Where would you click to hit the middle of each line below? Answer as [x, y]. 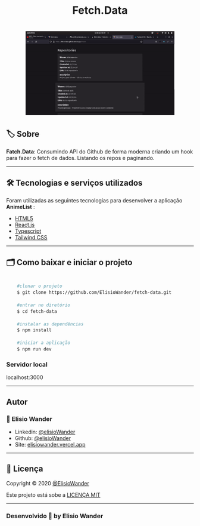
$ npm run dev [34, 349]
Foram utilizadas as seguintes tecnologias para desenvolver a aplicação [94, 200]
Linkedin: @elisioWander [45, 432]
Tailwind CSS [31, 237]
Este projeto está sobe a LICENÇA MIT [53, 495]
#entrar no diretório [43, 305]
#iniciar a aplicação [43, 343]
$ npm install [34, 330]
